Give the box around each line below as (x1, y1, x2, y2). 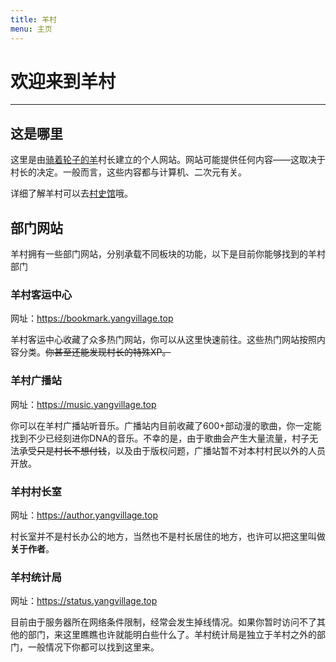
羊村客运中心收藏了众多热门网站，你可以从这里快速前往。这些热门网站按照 (10, 334, 317, 346)
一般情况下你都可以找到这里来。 (27, 641, 160, 653)
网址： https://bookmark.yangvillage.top (10, 312, 174, 325)
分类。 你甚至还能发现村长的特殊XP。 (18, 346, 172, 358)
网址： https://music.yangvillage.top (10, 398, 157, 410)
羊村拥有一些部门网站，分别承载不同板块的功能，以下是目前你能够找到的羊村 (10, 248, 326, 260)
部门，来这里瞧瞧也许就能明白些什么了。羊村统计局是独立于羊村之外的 (27, 629, 317, 641)
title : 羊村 (10, 14, 57, 25)
